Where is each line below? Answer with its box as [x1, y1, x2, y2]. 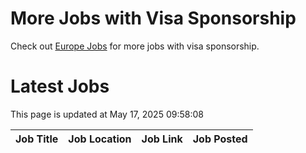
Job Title [15, 132, 59, 146]
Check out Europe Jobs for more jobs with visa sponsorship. [10, 40, 260, 52]
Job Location [68, 132, 132, 146]
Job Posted [192, 132, 248, 146]
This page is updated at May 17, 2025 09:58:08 [10, 108, 204, 120]
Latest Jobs [10, 75, 110, 98]
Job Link [141, 132, 183, 146]
